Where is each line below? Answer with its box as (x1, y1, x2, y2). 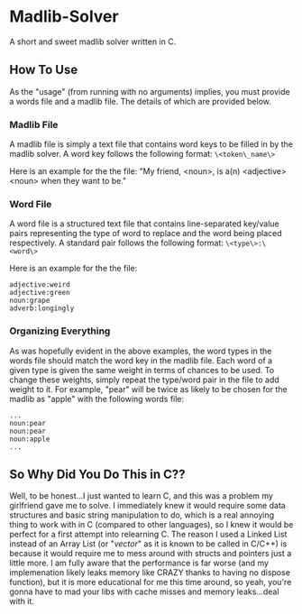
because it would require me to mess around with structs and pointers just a (9, 548, 292, 559)
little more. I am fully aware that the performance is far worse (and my (9, 557, 269, 569)
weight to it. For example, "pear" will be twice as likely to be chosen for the (9, 383, 288, 394)
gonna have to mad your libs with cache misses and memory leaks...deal (9, 586, 279, 597)
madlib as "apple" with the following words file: (9, 393, 185, 404)
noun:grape (9, 296, 50, 306)
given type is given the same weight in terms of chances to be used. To (9, 364, 275, 375)
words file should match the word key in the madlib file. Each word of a (9, 354, 273, 366)
